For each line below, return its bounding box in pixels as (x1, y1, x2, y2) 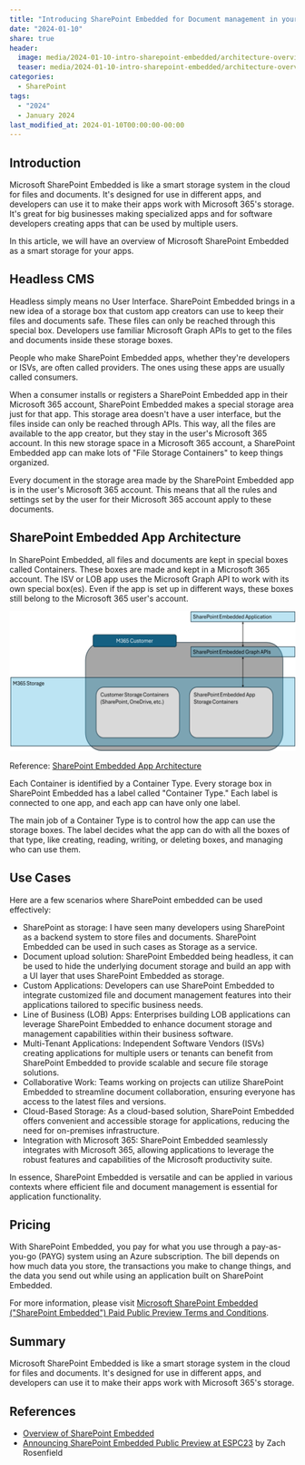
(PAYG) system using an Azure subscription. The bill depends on (38, 1251, 280, 1262)
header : (9, 44, 39, 53)
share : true (9, 34, 54, 43)
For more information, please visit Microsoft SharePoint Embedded (9, 1297, 259, 1308)
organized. (9, 456, 50, 468)
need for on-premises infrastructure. (22, 1124, 161, 1135)
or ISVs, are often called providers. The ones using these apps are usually (9, 361, 286, 372)
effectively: (9, 904, 52, 915)
